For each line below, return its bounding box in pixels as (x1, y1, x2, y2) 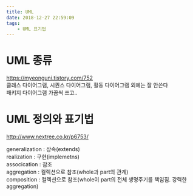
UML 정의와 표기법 (6, 113, 94, 126)
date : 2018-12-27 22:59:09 (6, 15, 75, 21)
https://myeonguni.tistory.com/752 (6, 74, 93, 82)
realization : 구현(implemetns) (6, 153, 80, 161)
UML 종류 (6, 54, 53, 67)
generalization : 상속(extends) (6, 146, 80, 153)
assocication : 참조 (6, 161, 53, 168)
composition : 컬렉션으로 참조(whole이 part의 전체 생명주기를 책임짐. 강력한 (6, 176, 187, 183)
